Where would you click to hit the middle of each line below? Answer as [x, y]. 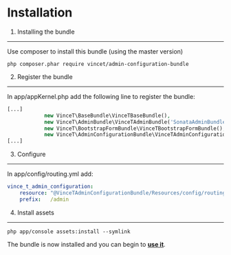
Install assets [36, 212]
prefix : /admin [44, 199]
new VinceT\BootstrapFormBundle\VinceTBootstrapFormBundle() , [135, 129]
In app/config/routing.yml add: [50, 174]
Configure [31, 154]
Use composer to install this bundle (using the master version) [95, 51]
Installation [40, 13]
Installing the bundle [46, 32]
